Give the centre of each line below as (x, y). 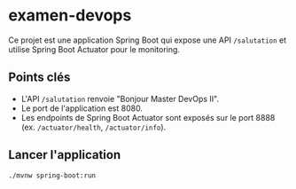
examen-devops (70, 16)
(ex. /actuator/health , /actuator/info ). (93, 127)
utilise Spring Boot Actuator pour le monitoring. (94, 49)
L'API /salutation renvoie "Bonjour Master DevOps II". (120, 98)
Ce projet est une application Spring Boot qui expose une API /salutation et (148, 40)
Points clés (39, 78)
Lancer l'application (65, 155)
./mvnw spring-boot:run (52, 175)
